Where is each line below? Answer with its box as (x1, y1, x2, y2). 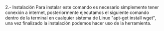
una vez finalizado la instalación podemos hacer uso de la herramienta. (5, 20, 152, 26)
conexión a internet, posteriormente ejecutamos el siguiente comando (5, 9, 150, 15)
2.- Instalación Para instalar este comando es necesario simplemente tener (5, 4, 159, 10)
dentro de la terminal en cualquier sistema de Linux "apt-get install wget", (5, 15, 156, 20)
